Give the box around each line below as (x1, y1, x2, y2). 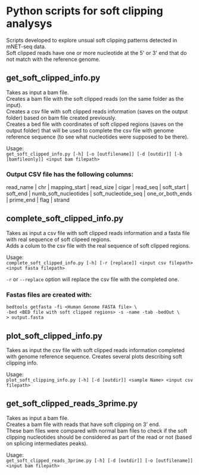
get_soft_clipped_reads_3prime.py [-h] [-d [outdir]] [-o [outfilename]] (6, 458, 194, 464)
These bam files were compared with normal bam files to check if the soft (6, 427, 188, 434)
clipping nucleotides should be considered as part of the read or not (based (6, 433, 192, 440)
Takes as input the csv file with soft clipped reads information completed (6, 346, 185, 353)
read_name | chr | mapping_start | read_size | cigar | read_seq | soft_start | (6, 184, 189, 191)
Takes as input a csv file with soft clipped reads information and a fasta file (6, 229, 190, 236)
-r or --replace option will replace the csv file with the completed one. (6, 276, 180, 283)
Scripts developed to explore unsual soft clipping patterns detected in (6, 36, 178, 44)
